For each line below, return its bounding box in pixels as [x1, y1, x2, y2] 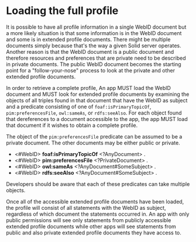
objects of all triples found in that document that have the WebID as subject [6, 96, 188, 103]
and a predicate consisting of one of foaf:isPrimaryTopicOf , [6, 103, 152, 110]
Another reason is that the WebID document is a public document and [6, 48, 174, 55]
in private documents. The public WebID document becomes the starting [6, 60, 181, 68]
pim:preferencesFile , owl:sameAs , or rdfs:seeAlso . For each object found [6, 109, 183, 116]
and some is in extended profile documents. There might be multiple [6, 36, 171, 43]
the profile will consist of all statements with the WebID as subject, [6, 204, 166, 211]
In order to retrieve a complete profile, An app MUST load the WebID [6, 84, 171, 91]
